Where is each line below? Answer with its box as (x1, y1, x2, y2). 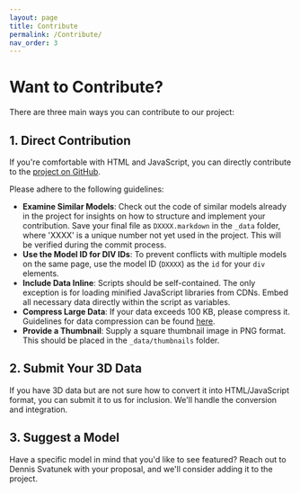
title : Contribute (9, 22, 78, 31)
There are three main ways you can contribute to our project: (9, 107, 235, 118)
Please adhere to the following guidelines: (9, 184, 164, 194)
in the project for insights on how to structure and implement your (22, 211, 266, 221)
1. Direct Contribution (9, 132, 131, 148)
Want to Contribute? (9, 77, 163, 97)
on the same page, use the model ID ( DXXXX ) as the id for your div (22, 258, 266, 269)
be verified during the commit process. (22, 239, 167, 250)
